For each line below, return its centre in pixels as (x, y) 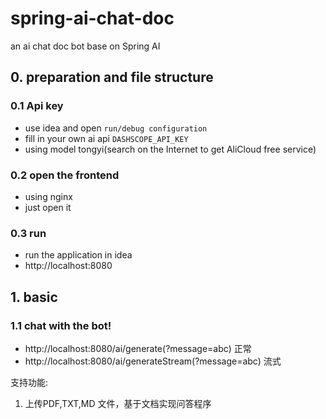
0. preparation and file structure (112, 77)
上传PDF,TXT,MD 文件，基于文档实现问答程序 (118, 403)
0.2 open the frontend (65, 175)
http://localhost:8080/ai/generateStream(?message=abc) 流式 (153, 361)
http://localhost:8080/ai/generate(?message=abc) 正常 (138, 348)
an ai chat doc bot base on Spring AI (85, 46)
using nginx (48, 196)
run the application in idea (78, 255)
